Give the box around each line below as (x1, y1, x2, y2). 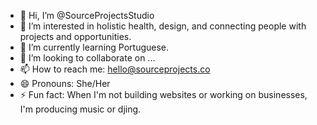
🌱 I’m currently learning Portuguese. (19, 41, 170, 53)
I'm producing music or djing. (19, 103, 142, 115)
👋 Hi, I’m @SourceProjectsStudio (19, 10, 155, 21)
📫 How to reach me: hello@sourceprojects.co (19, 63, 211, 75)
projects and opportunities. (19, 31, 132, 42)
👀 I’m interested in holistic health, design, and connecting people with (19, 20, 307, 32)
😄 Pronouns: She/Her (19, 78, 111, 89)
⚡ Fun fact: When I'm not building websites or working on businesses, (19, 89, 308, 100)
